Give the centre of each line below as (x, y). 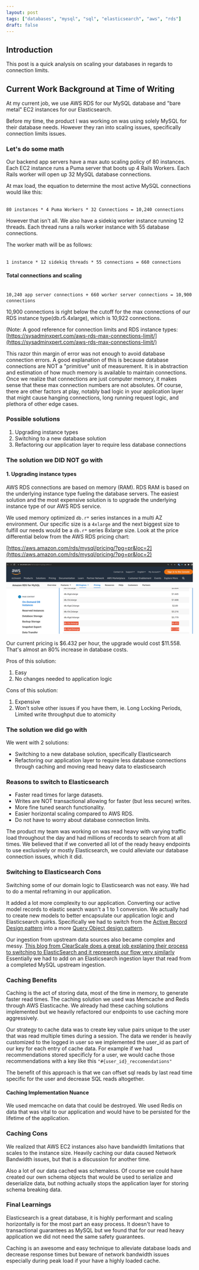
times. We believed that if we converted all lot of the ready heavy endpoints (98, 844)
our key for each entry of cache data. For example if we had (79, 1048)
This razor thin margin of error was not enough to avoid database (86, 353)
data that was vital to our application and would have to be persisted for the (98, 1112)
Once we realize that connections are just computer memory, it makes (92, 379)
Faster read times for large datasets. (59, 795)
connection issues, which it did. (45, 857)
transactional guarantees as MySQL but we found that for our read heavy (95, 1230)
